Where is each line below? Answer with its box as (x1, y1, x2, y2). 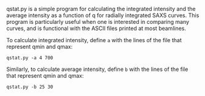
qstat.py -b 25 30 (6, 84, 53, 90)
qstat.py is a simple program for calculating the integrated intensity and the (6, 6, 196, 12)
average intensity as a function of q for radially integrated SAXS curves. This (6, 12, 199, 19)
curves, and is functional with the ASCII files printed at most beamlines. (6, 24, 187, 32)
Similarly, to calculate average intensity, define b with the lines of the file (6, 65, 188, 73)
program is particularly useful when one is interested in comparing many (6, 18, 190, 25)
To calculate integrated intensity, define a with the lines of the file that (6, 37, 182, 43)
